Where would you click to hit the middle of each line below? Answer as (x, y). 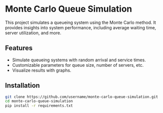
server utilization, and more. (33, 33)
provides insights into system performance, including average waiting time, (81, 27)
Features (19, 48)
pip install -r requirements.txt (39, 106)
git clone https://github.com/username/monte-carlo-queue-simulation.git (82, 97)
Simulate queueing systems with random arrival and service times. (79, 60)
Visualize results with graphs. (42, 70)
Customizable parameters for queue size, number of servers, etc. (78, 65)
